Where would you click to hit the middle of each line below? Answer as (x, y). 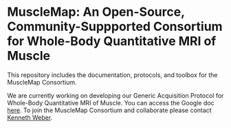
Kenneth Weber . (30, 117)
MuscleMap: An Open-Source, (96, 12)
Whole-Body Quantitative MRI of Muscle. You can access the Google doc (111, 103)
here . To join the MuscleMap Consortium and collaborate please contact (109, 110)
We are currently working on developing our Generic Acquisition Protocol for (115, 95)
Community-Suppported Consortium (115, 26)
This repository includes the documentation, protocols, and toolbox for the (112, 75)
